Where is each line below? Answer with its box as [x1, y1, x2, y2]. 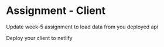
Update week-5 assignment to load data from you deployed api [6, 23, 159, 30]
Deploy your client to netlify [6, 34, 73, 41]
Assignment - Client [6, 4, 106, 17]
